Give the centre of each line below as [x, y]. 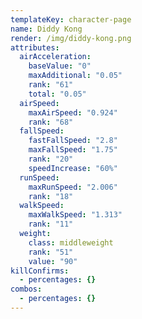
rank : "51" [51, 252]
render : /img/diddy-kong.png [71, 38]
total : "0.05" [57, 94]
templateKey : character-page [71, 19]
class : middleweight [71, 242]
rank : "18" [51, 196]
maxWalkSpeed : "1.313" [75, 215]
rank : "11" [51, 224]
